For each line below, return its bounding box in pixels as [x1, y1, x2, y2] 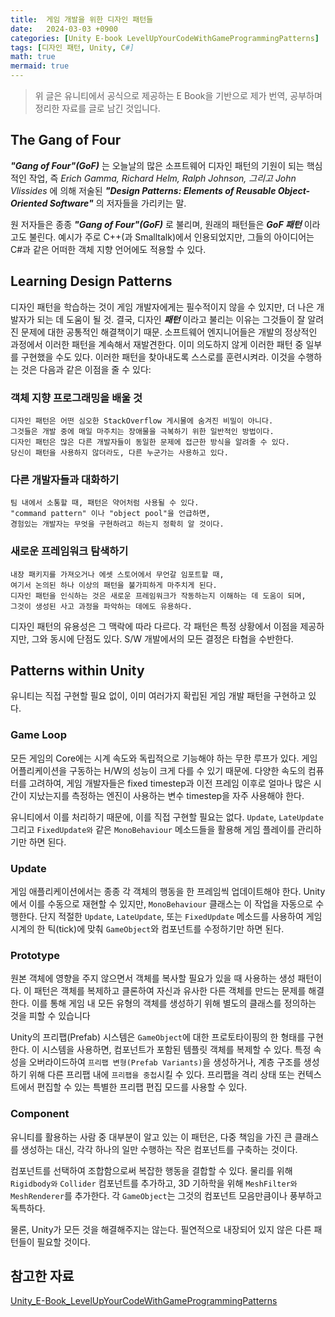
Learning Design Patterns [10, 273, 173, 290]
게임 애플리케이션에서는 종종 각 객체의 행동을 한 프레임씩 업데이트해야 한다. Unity [10, 885, 326, 897]
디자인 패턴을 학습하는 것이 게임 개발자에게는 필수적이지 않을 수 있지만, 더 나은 [10, 301, 315, 313]
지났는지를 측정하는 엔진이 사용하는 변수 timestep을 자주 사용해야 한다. [28, 789, 305, 801]
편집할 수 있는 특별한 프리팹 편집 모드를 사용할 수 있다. [36, 1081, 248, 1093]
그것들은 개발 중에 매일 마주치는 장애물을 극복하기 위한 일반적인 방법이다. [10, 426, 275, 436]
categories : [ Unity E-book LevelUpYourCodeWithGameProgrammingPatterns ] [10, 33, 320, 43]
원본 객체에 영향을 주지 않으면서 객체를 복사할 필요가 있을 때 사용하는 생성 [10, 972, 296, 985]
